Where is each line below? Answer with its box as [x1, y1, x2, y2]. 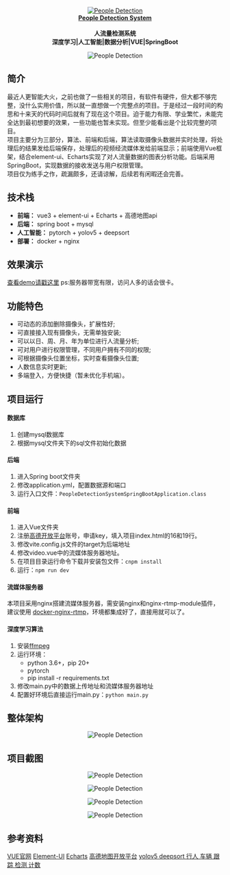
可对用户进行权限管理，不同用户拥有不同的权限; [16, 346, 152, 354]
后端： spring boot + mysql [16, 219, 94, 228]
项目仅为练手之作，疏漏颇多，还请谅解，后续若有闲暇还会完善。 [7, 169, 187, 178]
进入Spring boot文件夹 [16, 472, 81, 481]
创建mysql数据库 [16, 430, 65, 438]
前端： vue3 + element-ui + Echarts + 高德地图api [16, 211, 157, 219]
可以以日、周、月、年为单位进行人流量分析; [16, 337, 140, 346]
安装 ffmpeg [16, 641, 50, 649]
